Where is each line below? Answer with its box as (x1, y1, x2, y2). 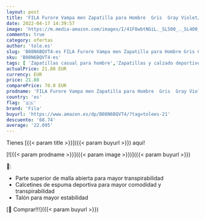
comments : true (6, 32, 45, 38)
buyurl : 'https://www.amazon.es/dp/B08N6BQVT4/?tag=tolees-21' (6, 111, 171, 117)
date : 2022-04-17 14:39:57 (6, 20, 75, 26)
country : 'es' (6, 94, 43, 100)
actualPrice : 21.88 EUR (6, 65, 67, 72)
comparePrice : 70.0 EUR (6, 83, 67, 89)
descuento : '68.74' (6, 117, 56, 123)
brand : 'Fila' (6, 105, 43, 112)
